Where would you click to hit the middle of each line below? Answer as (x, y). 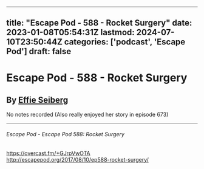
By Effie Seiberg (37, 100)
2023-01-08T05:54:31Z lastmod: (70, 33)
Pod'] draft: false (39, 51)
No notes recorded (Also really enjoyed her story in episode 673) (87, 115)
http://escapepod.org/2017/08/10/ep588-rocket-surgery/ (77, 159)
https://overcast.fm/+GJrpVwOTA (48, 153)
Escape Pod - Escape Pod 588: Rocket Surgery (65, 134)
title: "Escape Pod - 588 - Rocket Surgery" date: (99, 23)
